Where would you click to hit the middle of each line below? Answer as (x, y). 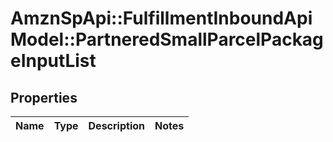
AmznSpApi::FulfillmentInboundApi (161, 18)
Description (116, 125)
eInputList (53, 61)
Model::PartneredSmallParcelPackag (167, 39)
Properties (44, 97)
